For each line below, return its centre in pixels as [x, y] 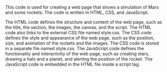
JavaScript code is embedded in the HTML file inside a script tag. [72, 64]
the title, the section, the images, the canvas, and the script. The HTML [78, 27]
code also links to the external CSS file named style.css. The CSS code [78, 33]
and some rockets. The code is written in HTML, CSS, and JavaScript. [77, 12]
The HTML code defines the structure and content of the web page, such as [84, 22]
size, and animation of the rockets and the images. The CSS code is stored [82, 43]
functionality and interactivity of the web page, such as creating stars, [77, 54]
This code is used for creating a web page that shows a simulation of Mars [82, 7]
